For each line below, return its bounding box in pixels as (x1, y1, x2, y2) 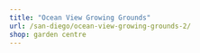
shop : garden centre (9, 30, 87, 39)
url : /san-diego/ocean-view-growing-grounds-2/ (9, 22, 192, 31)
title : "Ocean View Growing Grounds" (9, 13, 151, 22)
